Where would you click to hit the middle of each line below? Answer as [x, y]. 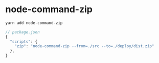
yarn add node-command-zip [34, 23]
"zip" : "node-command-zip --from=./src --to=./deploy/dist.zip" [84, 46]
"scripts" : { [24, 42]
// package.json [22, 32]
